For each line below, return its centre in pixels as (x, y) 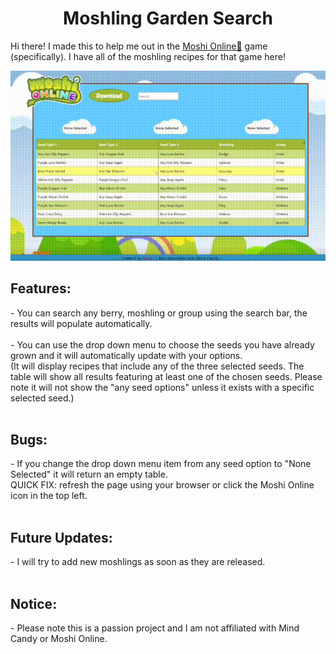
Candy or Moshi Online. (59, 639)
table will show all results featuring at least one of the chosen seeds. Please (166, 376)
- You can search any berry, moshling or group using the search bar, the (159, 313)
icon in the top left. (49, 496)
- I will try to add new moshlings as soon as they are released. (138, 562)
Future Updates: (61, 537)
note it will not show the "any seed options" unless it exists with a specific (162, 387)
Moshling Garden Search (168, 18)
